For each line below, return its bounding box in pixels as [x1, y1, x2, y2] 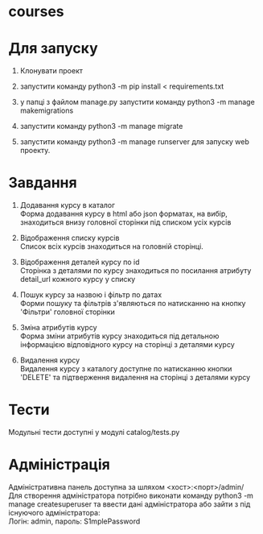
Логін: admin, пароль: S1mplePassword [8, 516, 141, 526]
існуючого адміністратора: [8, 507, 101, 517]
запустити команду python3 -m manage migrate [19, 122, 183, 131]
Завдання [8, 174, 78, 192]
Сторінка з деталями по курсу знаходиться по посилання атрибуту [19, 266, 252, 275]
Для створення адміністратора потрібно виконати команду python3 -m [8, 491, 253, 500]
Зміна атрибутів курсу [19, 323, 98, 333]
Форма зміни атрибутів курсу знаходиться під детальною [19, 331, 220, 341]
